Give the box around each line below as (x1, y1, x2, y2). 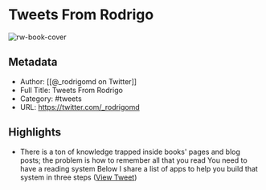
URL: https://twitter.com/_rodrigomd (19, 102, 141, 111)
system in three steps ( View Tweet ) (19, 172, 137, 182)
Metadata (8, 55, 58, 69)
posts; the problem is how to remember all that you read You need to (19, 155, 248, 165)
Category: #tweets (19, 94, 82, 103)
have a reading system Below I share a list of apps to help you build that (19, 164, 259, 173)
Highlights (8, 126, 62, 139)
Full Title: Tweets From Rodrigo (19, 85, 123, 95)
